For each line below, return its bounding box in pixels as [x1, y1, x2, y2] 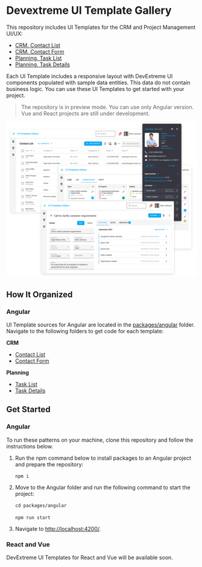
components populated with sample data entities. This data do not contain [6, 79, 191, 86]
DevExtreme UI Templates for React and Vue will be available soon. [6, 554, 173, 561]
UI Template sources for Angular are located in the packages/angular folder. [6, 321, 195, 328]
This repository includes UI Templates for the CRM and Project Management [6, 23, 196, 31]
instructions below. [6, 442, 53, 450]
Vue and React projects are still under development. [21, 110, 150, 117]
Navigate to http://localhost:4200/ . [14, 525, 101, 532]
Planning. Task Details [14, 61, 71, 68]
